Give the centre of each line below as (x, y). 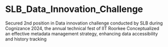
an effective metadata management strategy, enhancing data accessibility (81, 33)
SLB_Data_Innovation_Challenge (74, 9)
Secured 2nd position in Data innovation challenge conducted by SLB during (84, 23)
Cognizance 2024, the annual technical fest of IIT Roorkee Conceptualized (82, 28)
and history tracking (26, 39)
